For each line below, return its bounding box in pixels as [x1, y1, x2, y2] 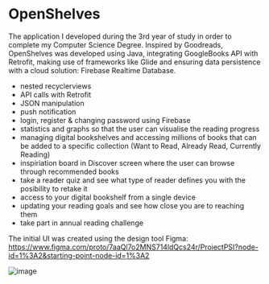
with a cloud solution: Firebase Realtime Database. [8, 65, 176, 75]
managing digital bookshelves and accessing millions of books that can [19, 132, 257, 142]
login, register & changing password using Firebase [19, 115, 191, 125]
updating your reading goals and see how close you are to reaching [19, 200, 245, 210]
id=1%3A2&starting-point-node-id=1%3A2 [8, 250, 150, 260]
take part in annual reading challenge [19, 218, 143, 228]
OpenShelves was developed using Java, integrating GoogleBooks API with [8, 48, 259, 58]
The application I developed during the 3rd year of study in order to [8, 31, 232, 41]
